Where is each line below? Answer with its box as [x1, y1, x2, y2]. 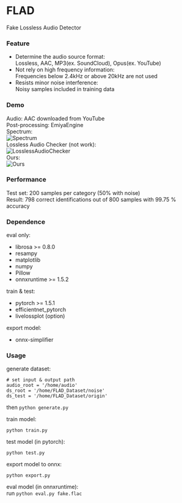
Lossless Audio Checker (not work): [6, 141, 96, 148]
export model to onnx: [6, 461, 62, 468]
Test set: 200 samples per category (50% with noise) [6, 189, 140, 196]
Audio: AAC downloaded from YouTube [6, 114, 105, 122]
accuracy [6, 202, 30, 210]
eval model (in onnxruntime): [6, 483, 79, 491]
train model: [6, 416, 37, 423]
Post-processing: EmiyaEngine [6, 121, 84, 128]
